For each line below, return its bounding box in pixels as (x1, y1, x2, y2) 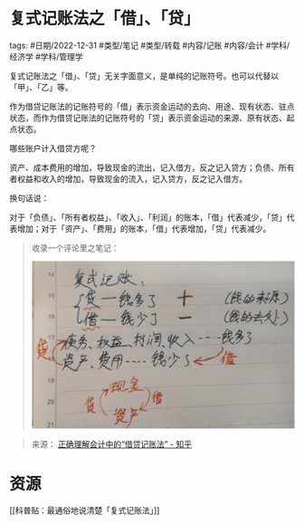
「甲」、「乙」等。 (9, 81, 73, 92)
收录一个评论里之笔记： (31, 242, 119, 253)
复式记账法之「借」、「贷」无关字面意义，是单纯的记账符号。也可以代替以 (9, 70, 279, 81)
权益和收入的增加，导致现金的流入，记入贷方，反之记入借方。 (16, 173, 247, 184)
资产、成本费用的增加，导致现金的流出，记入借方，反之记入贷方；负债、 (9, 162, 279, 173)
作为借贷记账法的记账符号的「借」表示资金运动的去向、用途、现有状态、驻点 (9, 100, 295, 111)
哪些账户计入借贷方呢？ (9, 142, 97, 154)
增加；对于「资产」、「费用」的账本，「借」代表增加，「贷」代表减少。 (16, 223, 271, 233)
